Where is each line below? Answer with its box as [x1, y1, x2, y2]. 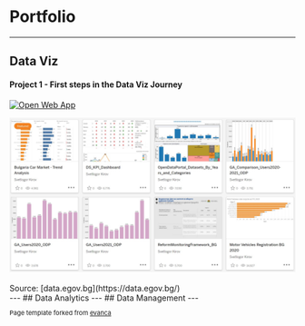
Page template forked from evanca [9, 309, 112, 318]
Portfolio [9, 6, 76, 27]
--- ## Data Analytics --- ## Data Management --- [9, 292, 200, 303]
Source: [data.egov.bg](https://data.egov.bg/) [9, 283, 181, 294]
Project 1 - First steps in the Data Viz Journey [9, 79, 183, 90]
